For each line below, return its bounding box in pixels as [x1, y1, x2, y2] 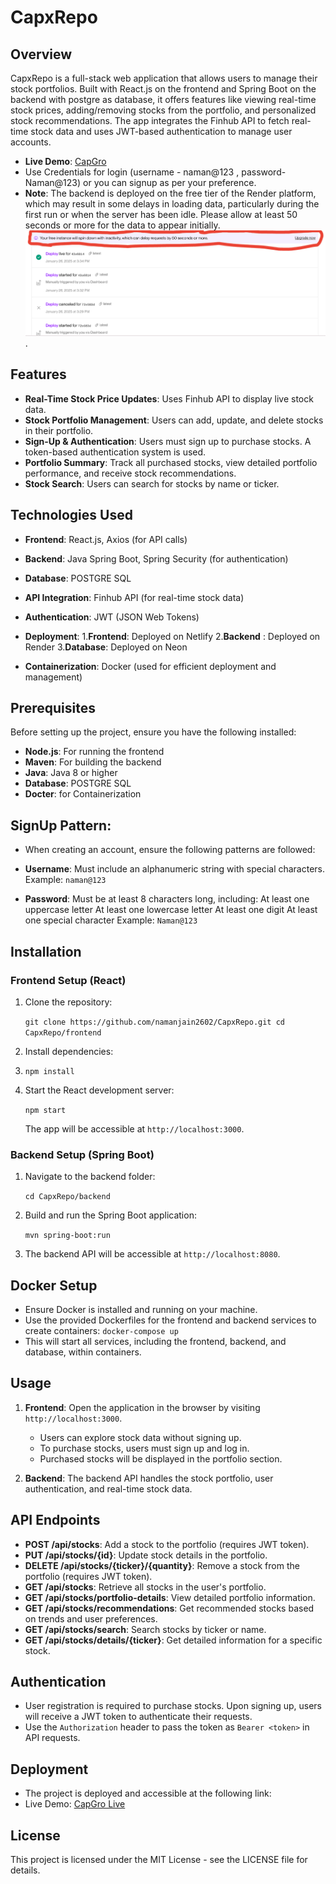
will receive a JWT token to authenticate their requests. [24, 1711, 253, 1723]
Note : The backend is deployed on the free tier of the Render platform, [24, 187, 317, 199]
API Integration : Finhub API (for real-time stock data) [24, 591, 245, 603]
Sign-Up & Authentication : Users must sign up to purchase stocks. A [24, 435, 312, 447]
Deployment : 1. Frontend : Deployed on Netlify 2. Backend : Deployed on [24, 630, 321, 642]
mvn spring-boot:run [24, 1231, 111, 1241]
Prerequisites [10, 700, 96, 716]
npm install [24, 1066, 75, 1076]
